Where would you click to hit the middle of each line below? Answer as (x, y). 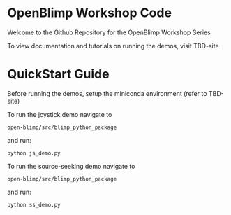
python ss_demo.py (34, 204)
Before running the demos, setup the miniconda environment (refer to (107, 93)
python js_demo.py (34, 153)
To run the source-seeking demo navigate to (71, 166)
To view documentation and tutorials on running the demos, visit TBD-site (113, 46)
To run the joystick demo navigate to (60, 114)
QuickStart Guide (58, 74)
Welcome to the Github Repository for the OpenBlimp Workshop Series (109, 32)
